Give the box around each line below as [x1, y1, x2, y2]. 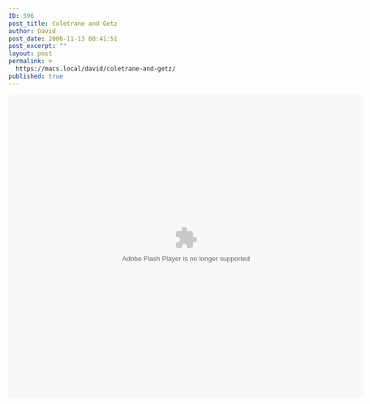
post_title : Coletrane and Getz [8, 19, 118, 28]
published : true [8, 72, 63, 80]
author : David [8, 27, 57, 35]
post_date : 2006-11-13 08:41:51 [8, 34, 118, 43]
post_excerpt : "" [8, 42, 67, 50]
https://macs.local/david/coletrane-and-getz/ [15, 65, 176, 73]
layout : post [8, 49, 53, 58]
